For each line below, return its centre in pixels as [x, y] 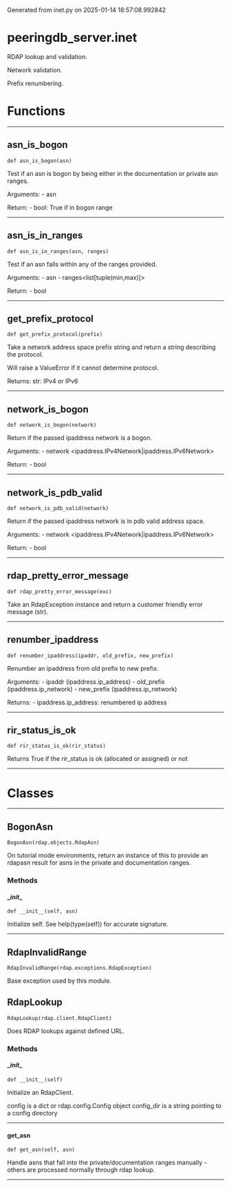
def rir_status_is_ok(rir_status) [57, 746]
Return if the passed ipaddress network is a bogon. [80, 438]
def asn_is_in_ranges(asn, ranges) [58, 251]
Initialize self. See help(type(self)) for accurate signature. [88, 924]
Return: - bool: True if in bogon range [60, 207]
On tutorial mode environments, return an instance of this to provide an [108, 856]
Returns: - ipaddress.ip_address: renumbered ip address [87, 702]
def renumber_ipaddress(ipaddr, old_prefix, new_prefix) [90, 656]
